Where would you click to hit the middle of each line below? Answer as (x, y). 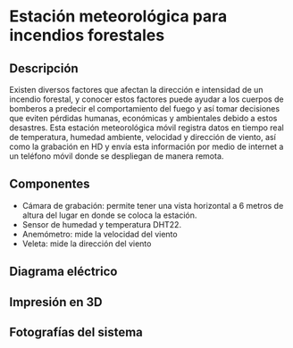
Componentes (50, 184)
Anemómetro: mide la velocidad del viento (100, 234)
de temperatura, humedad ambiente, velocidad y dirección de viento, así (143, 137)
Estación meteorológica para (118, 17)
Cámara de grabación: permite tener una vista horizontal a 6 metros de (153, 205)
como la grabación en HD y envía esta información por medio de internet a (146, 146)
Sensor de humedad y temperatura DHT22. (101, 224)
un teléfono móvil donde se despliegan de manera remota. (117, 156)
